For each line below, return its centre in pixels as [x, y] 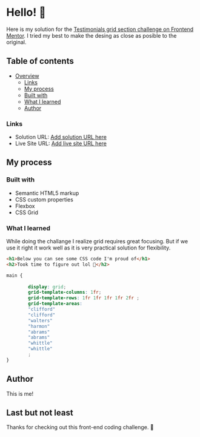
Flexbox [25, 206]
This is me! [20, 393]
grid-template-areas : [55, 304]
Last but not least [40, 412]
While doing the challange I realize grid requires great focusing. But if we [97, 242]
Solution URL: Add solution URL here [61, 137]
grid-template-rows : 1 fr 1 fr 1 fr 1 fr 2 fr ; [84, 298]
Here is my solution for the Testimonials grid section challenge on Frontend [100, 29]
